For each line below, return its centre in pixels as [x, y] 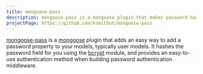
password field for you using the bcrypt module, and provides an [87, 53]
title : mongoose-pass [34, 12]
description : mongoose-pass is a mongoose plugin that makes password [97, 17]
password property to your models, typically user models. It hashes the [95, 46]
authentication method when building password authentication [94, 59]
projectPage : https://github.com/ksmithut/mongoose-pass [79, 23]
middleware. [22, 66]
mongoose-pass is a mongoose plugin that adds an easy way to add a [94, 40]
